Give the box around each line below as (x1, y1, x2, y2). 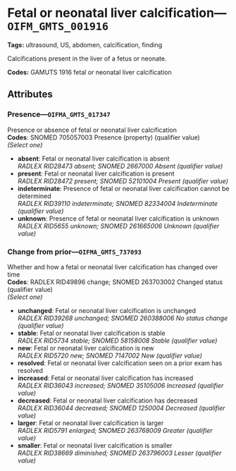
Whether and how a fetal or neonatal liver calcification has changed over (7, 262, 218, 271)
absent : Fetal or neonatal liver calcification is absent (17, 154, 170, 163)
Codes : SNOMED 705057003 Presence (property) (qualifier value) (7, 133, 201, 142)
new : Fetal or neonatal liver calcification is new (17, 343, 154, 352)
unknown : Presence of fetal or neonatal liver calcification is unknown (17, 214, 220, 223)
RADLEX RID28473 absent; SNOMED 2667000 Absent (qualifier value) (17, 161, 223, 170)
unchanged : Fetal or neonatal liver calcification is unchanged (17, 306, 196, 314)
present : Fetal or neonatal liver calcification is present (17, 169, 175, 178)
